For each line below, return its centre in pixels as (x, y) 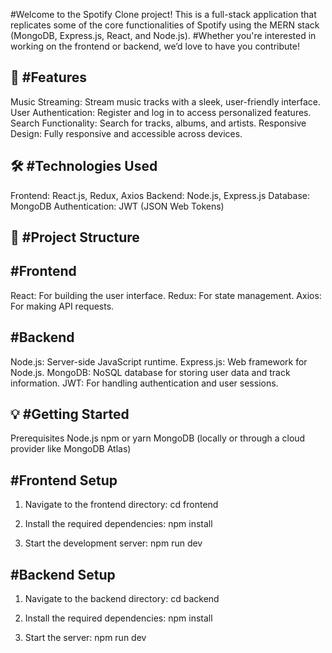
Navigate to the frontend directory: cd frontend (121, 505)
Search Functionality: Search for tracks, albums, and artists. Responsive (158, 123)
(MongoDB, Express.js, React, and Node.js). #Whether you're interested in (163, 35)
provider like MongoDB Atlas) (71, 449)
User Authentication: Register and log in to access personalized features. (161, 112)
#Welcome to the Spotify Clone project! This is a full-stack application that (163, 14)
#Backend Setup (63, 574)
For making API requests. (62, 306)
